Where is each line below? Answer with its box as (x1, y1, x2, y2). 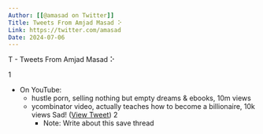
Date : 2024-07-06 (8, 33, 65, 42)
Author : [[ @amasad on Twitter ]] (8, 11, 114, 20)
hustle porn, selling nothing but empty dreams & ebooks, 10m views (31, 93, 252, 103)
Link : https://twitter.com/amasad (8, 26, 122, 34)
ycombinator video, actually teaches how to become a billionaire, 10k (31, 102, 256, 111)
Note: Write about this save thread (43, 118, 155, 128)
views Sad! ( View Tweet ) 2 (31, 110, 118, 120)
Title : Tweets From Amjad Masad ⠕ (8, 19, 122, 27)
